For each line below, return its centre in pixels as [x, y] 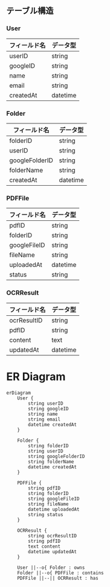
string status [46, 514]
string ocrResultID [53, 536]
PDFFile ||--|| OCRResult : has [58, 578]
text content [44, 546]
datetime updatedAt [53, 552]
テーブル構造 [30, 11]
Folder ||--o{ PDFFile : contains [60, 573]
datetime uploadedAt [54, 509]
